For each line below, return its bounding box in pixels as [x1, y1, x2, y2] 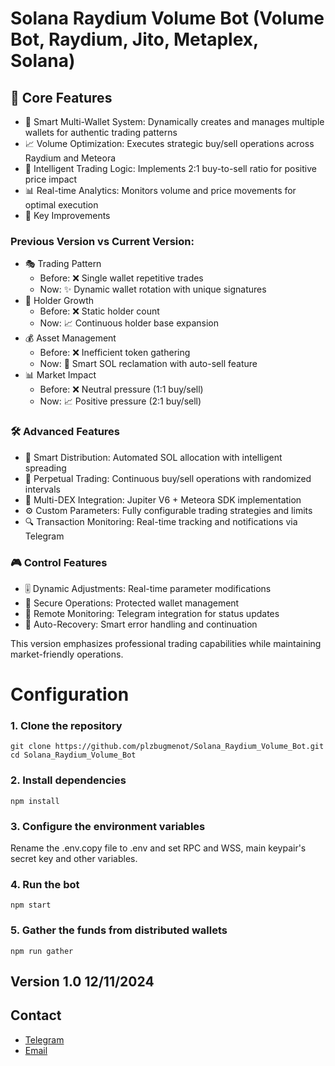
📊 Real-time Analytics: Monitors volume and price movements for [24, 185, 297, 196]
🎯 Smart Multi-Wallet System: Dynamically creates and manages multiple [24, 116, 325, 127]
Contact [10, 1007, 62, 1024]
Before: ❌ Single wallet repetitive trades [39, 272, 204, 284]
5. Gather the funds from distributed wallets [10, 923, 228, 937]
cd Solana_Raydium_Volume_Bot [10, 750, 137, 761]
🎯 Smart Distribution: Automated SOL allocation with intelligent [24, 451, 283, 463]
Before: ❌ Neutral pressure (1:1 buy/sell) [39, 383, 204, 396]
